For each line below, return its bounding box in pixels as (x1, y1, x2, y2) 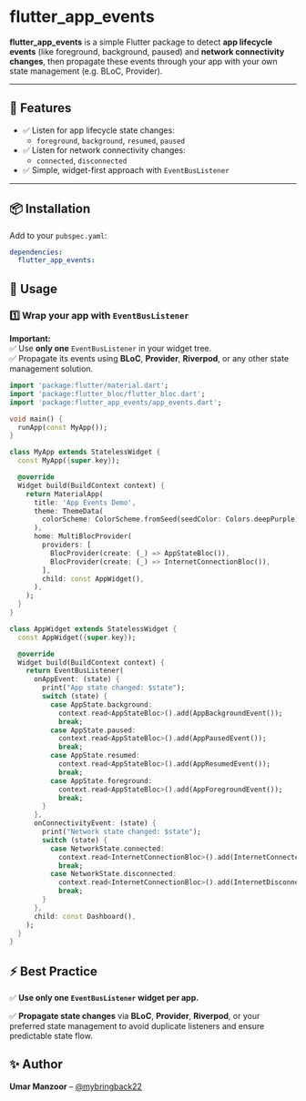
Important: (9, 333, 51, 343)
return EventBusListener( (25, 667, 125, 676)
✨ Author (9, 1056, 64, 1072)
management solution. (9, 363, 94, 374)
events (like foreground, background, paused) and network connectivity (9, 46, 285, 56)
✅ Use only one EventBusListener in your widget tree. (9, 343, 212, 353)
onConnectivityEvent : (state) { (33, 819, 157, 828)
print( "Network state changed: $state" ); (42, 827, 202, 836)
